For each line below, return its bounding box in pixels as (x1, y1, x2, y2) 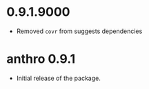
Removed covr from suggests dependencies (16, 27, 143, 35)
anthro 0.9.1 (6, 51, 76, 67)
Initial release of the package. (16, 74, 101, 82)
